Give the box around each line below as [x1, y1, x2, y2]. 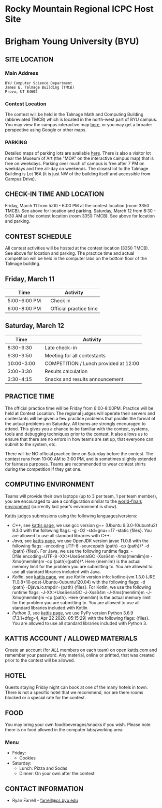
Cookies [19, 755, 36, 761]
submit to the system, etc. [5, 441, 57, 447]
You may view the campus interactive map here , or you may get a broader [5, 122, 152, 128]
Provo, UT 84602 [5, 89, 38, 94]
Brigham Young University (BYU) [5, 36, 139, 47]
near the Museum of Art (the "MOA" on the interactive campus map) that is [5, 155, 154, 161]
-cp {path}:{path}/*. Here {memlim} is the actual [45, 558, 141, 564]
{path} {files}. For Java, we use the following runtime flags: [12, 548, 130, 554]
